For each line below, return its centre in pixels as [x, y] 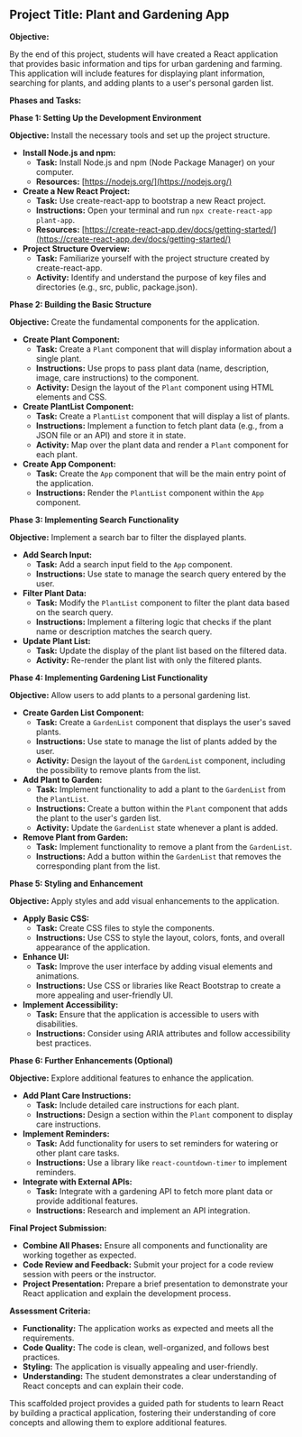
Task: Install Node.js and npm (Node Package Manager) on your [155, 162]
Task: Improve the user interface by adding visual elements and [154, 966]
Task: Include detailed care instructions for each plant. [137, 1105]
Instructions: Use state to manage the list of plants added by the [156, 741]
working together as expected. [79, 1255]
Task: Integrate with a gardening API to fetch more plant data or [154, 1191]
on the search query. [74, 612]
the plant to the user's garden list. [98, 818]
